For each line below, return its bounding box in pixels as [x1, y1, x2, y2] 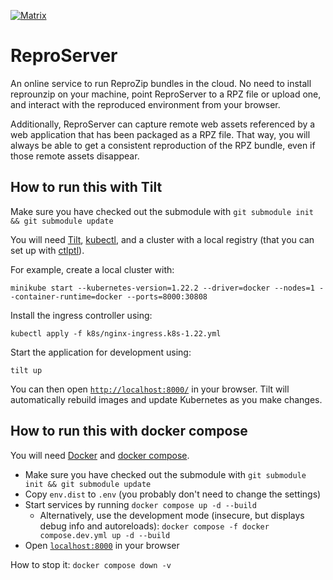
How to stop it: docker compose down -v [10, 558, 172, 570]
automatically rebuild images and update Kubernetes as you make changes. [10, 393, 323, 405]
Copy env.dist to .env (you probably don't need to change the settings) [24, 488, 322, 500]
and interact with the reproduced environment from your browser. [10, 98, 281, 110]
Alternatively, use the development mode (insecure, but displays [39, 509, 305, 521]
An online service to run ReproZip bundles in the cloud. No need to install [10, 77, 312, 89]
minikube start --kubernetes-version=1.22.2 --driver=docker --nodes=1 [10, 283, 315, 293]
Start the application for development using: [10, 346, 192, 358]
